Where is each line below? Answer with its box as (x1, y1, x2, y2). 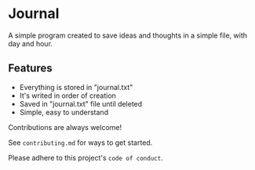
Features (8, 62, 53, 75)
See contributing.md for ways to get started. (8, 138, 153, 147)
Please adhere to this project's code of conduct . (8, 153, 163, 162)
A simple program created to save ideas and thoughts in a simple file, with (8, 31, 248, 40)
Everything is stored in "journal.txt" (19, 82, 133, 92)
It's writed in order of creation (19, 91, 116, 100)
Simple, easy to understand (19, 107, 108, 117)
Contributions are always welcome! (8, 122, 122, 132)
